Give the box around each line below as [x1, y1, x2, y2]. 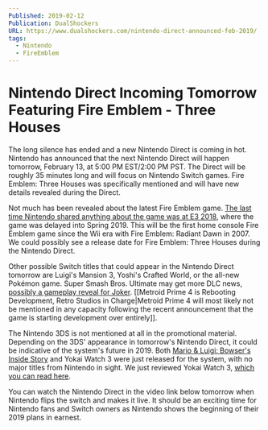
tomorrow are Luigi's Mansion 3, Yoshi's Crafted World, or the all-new [8, 270, 240, 279]
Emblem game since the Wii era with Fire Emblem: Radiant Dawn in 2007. [8, 229, 250, 238]
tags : [8, 34, 27, 43]
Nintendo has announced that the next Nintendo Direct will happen [8, 153, 229, 163]
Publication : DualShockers [8, 19, 99, 27]
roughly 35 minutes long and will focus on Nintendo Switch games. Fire [8, 170, 245, 180]
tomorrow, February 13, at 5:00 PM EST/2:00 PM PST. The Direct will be [8, 162, 246, 172]
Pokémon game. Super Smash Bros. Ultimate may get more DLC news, [8, 279, 243, 288]
